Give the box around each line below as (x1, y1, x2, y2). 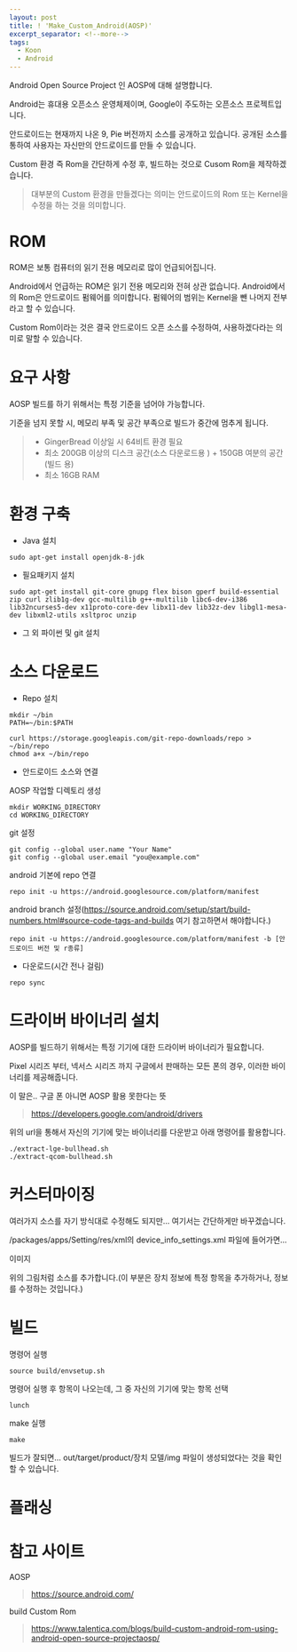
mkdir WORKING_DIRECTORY (9, 802, 101, 811)
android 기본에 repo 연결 (9, 869, 97, 880)
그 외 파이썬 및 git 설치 (21, 627, 100, 638)
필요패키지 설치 (21, 570, 75, 580)
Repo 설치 (21, 692, 59, 703)
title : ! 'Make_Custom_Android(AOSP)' (9, 21, 152, 30)
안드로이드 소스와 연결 (21, 766, 99, 777)
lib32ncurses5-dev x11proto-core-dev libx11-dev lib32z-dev (9, 603, 237, 611)
